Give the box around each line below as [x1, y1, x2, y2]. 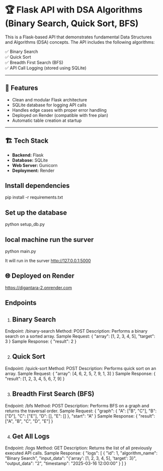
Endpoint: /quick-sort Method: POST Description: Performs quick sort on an [5, 365, 156, 371]
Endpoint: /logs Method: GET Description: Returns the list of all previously [5, 445, 152, 451]
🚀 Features [5, 84, 38, 92]
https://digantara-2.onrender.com [5, 285, 72, 290]
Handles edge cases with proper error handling [12, 107, 107, 113]
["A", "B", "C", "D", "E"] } [5, 418, 53, 424]
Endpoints [5, 299, 37, 307]
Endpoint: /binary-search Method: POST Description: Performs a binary [5, 328, 148, 334]
